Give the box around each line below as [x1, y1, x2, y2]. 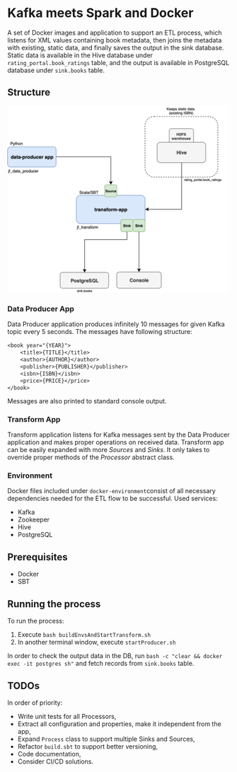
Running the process [7, 598, 101, 610]
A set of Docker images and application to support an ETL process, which [7, 28, 222, 37]
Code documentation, [17, 749, 81, 758]
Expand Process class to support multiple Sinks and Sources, [17, 734, 195, 743]
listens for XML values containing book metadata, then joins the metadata [7, 35, 222, 44]
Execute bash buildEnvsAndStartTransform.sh [17, 630, 151, 639]
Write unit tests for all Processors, [17, 712, 117, 720]
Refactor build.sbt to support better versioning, [17, 742, 158, 751]
